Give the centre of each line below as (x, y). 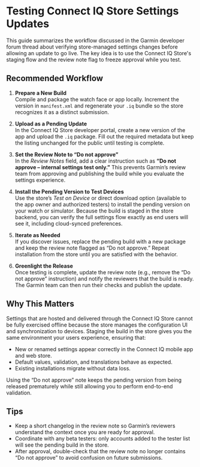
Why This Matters (40, 304)
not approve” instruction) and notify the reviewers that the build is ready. (104, 279)
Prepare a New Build (41, 93)
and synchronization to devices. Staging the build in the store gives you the (99, 331)
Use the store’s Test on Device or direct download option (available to (101, 198)
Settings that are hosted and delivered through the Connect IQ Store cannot (99, 318)
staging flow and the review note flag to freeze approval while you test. (94, 59)
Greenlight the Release (44, 266)
